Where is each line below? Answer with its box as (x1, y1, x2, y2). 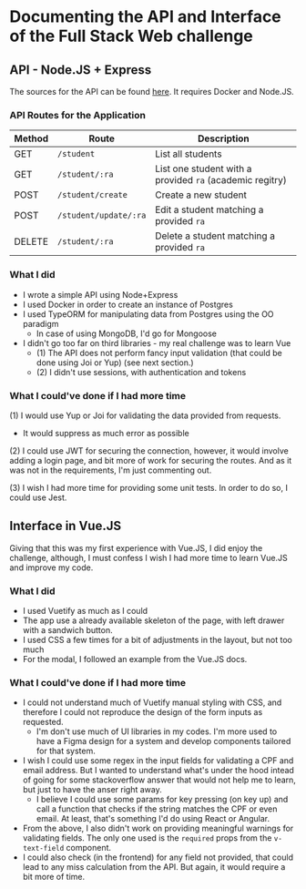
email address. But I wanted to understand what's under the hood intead (22, 765, 294, 776)
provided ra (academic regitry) (154, 174, 287, 187)
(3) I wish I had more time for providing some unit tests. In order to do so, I (9, 482, 289, 493)
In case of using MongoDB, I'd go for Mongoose (36, 328, 217, 339)
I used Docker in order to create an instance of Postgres (22, 299, 234, 310)
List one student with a (154, 162, 252, 175)
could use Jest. (9, 492, 67, 503)
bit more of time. (22, 872, 86, 883)
